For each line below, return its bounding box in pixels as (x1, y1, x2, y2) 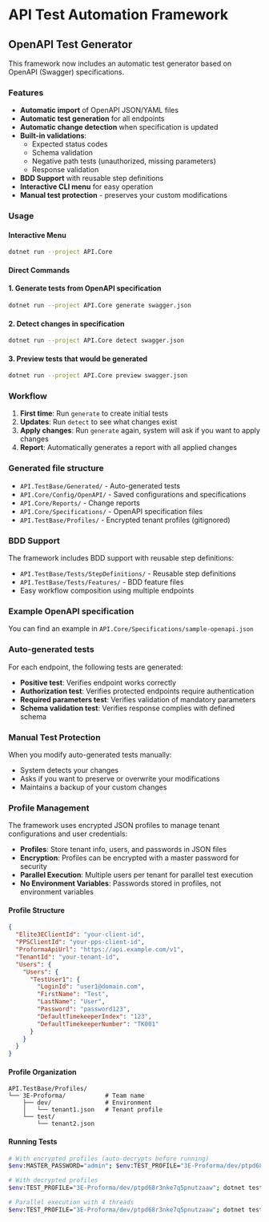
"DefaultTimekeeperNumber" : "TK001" (37, 1019, 159, 1028)
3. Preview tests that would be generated (8, 354, 148, 364)
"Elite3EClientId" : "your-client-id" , (15, 931, 146, 939)
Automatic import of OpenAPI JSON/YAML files (19, 106, 179, 115)
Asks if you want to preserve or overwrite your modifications (19, 774, 220, 783)
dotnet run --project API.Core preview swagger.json (8, 372, 188, 380)
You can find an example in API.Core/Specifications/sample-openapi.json (8, 624, 254, 633)
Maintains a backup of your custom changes (19, 782, 167, 792)
